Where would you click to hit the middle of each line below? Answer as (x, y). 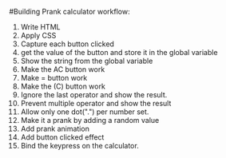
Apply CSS (38, 36)
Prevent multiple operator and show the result (96, 103)
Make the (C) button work (63, 86)
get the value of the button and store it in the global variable (119, 52)
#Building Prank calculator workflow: (69, 12)
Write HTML (40, 27)
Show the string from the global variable (87, 61)
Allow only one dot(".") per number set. (85, 112)
